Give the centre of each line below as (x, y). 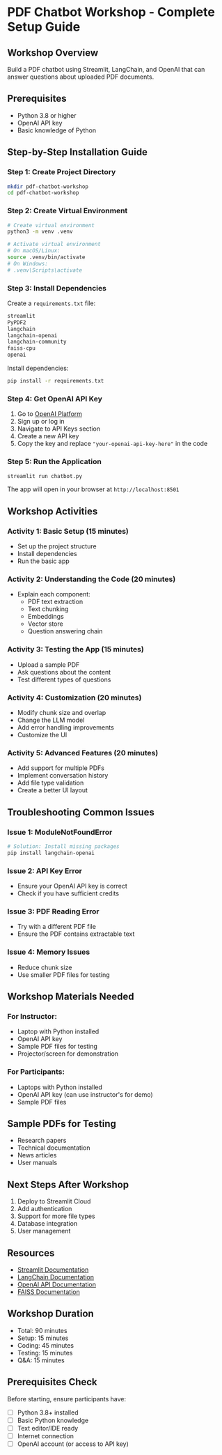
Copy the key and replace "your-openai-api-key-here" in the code (112, 444)
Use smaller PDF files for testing (63, 975)
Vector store (46, 624)
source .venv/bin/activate (46, 257)
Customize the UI (42, 735)
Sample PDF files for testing (57, 1047)
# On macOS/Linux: (34, 251)
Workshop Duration (50, 1314)
